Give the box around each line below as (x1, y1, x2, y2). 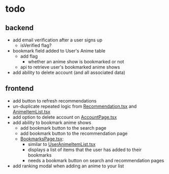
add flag (20, 53, 38, 59)
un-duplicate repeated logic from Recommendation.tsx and (12, 103, 137, 109)
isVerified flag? (20, 42, 52, 48)
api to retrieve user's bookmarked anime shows (20, 64, 121, 70)
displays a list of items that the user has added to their (27, 146, 142, 153)
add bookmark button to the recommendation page (20, 130, 128, 136)
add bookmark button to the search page (20, 125, 107, 131)
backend (5, 23, 34, 32)
